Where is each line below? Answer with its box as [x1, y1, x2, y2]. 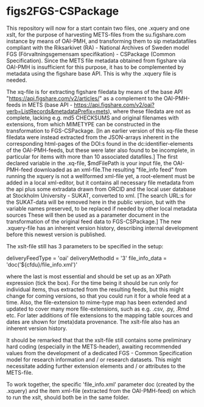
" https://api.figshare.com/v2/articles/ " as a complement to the [6, 95, 163, 102]
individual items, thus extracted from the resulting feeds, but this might [6, 286, 184, 293]
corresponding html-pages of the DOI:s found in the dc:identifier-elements [6, 140, 194, 147]
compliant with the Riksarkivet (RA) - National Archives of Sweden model [6, 44, 189, 51]
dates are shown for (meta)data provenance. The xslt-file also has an [6, 318, 180, 325]
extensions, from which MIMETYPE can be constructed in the [6, 120, 160, 128]
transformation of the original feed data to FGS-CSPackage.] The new [6, 218, 181, 225]
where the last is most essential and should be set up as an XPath [6, 273, 171, 280]
